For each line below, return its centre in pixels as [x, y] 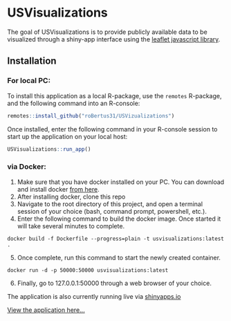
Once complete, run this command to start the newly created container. [119, 257]
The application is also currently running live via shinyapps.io [94, 296]
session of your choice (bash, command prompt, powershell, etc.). [112, 211]
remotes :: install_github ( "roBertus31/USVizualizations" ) [91, 116]
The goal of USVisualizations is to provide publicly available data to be [107, 32]
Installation [32, 61]
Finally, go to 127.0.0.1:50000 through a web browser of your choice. [114, 283]
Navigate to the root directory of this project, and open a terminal [110, 204]
